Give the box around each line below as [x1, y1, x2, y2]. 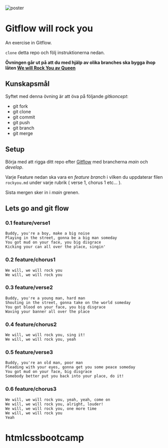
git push [12, 119, 30, 125]
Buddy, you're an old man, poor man [5, 360, 83, 365]
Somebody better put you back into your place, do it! [5, 373, 124, 379]
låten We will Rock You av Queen [5, 64, 76, 71]
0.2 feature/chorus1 [5, 256, 56, 263]
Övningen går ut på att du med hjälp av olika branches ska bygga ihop [5, 59, 156, 65]
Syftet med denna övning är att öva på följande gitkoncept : [5, 93, 129, 99]
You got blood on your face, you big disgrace [5, 304, 106, 310]
